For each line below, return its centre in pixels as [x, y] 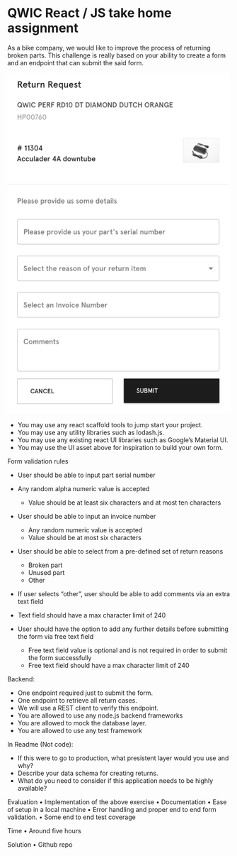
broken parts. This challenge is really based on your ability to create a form [117, 55]
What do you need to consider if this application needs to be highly [115, 780]
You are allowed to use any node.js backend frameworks [100, 715]
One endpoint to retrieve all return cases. [77, 700]
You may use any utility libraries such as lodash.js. [91, 432]
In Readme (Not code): [40, 744]
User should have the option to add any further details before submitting [123, 629]
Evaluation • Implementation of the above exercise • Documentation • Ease [117, 802]
